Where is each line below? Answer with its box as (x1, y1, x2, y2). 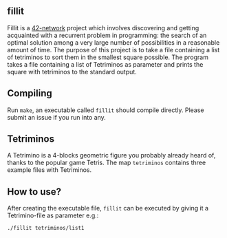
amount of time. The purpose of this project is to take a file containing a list (7, 45, 220, 54)
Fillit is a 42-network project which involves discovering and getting (7, 23, 199, 32)
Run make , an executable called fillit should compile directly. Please (7, 106, 204, 114)
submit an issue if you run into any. (7, 113, 107, 121)
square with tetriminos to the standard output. (7, 67, 138, 76)
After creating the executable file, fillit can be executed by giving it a (7, 204, 208, 213)
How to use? (7, 186, 62, 197)
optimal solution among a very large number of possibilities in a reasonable (7, 38, 220, 47)
